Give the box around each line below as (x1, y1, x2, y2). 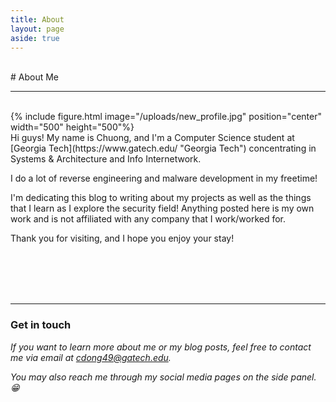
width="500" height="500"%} (10, 121, 135, 133)
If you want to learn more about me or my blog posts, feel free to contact (10, 341, 312, 353)
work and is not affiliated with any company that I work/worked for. (10, 213, 287, 225)
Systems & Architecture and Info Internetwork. (10, 153, 202, 165)
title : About (10, 14, 65, 25)
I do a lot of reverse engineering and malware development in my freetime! (10, 172, 318, 185)
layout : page (10, 24, 65, 34)
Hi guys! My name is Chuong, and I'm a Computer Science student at (10, 132, 295, 144)
